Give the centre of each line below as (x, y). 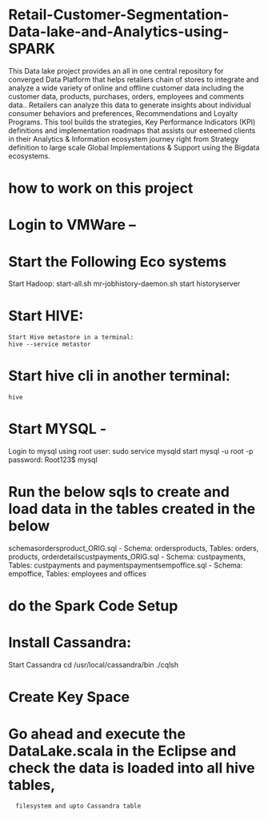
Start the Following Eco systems (118, 261)
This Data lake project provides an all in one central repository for (116, 70)
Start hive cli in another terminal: (119, 376)
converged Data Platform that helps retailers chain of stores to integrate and (134, 79)
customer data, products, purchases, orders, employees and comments (126, 96)
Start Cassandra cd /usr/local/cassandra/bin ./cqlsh (93, 665)
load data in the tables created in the (132, 509)
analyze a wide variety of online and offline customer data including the (126, 88)
